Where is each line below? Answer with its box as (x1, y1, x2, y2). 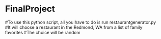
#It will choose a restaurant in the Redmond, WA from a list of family (5, 24, 143, 30)
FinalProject (5, 3, 55, 14)
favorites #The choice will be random (5, 29, 80, 35)
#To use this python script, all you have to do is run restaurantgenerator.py (5, 19, 156, 25)
